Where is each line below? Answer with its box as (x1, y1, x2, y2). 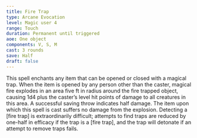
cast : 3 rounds (6, 47, 44, 53)
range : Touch (6, 25, 39, 31)
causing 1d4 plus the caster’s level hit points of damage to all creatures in (6, 93, 186, 101)
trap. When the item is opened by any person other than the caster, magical (6, 81, 192, 88)
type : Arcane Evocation (6, 14, 65, 20)
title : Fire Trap (6, 8, 49, 15)
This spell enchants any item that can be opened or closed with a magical (6, 75, 186, 82)
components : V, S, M (6, 42, 58, 48)
